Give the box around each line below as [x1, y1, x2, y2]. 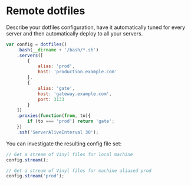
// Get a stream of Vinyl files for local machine [6, 151, 133, 157]
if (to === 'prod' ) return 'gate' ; [27, 118, 115, 125]
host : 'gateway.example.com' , [37, 90, 112, 97]
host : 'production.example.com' [37, 69, 117, 75]
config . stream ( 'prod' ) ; [6, 173, 65, 179]
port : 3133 [37, 96, 65, 102]
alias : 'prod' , [37, 63, 75, 69]
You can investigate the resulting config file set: [6, 140, 122, 147]
